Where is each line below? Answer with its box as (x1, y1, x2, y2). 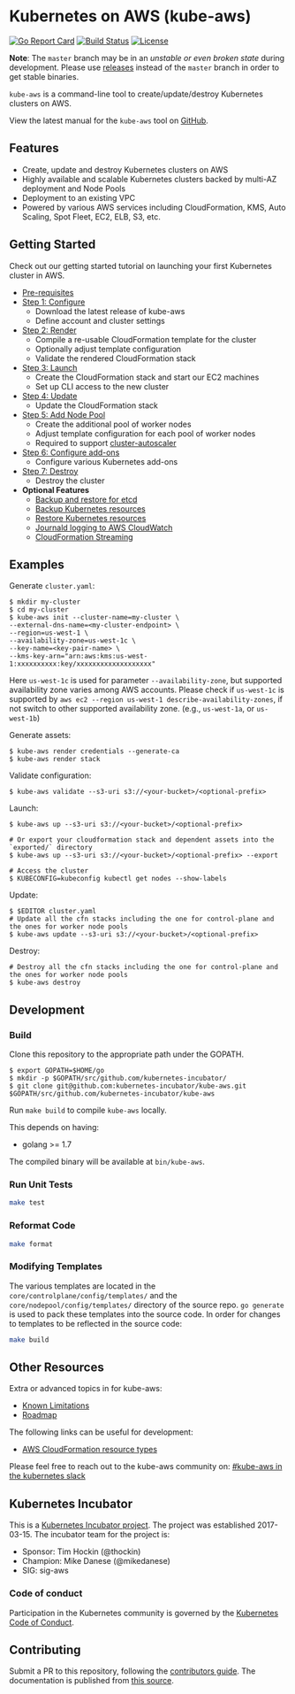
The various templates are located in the (9, 1281, 156, 1291)
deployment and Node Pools (21, 183, 126, 194)
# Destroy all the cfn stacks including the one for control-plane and (9, 963, 278, 972)
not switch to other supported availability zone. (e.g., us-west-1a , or (9, 704, 254, 714)
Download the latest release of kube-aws (34, 305, 185, 316)
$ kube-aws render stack (9, 755, 101, 764)
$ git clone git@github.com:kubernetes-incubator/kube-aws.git (9, 1082, 247, 1090)
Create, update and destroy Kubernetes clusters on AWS (21, 164, 229, 174)
